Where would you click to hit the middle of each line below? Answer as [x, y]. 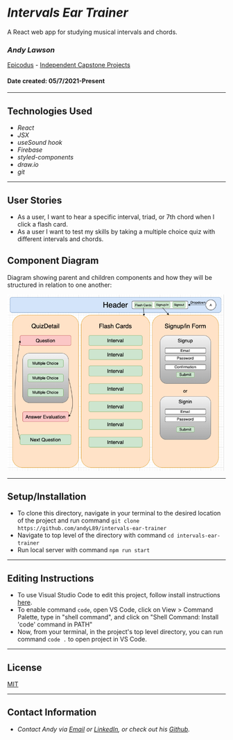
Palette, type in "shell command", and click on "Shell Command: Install [118, 617]
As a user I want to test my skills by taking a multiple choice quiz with [116, 232]
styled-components [45, 157]
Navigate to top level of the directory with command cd [96, 536]
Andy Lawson [31, 50]
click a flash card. [42, 224]
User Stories [35, 200]
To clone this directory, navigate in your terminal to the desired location [119, 513]
